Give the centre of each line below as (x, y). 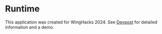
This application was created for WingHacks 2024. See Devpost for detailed (81, 22)
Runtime (22, 9)
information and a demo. (30, 27)
